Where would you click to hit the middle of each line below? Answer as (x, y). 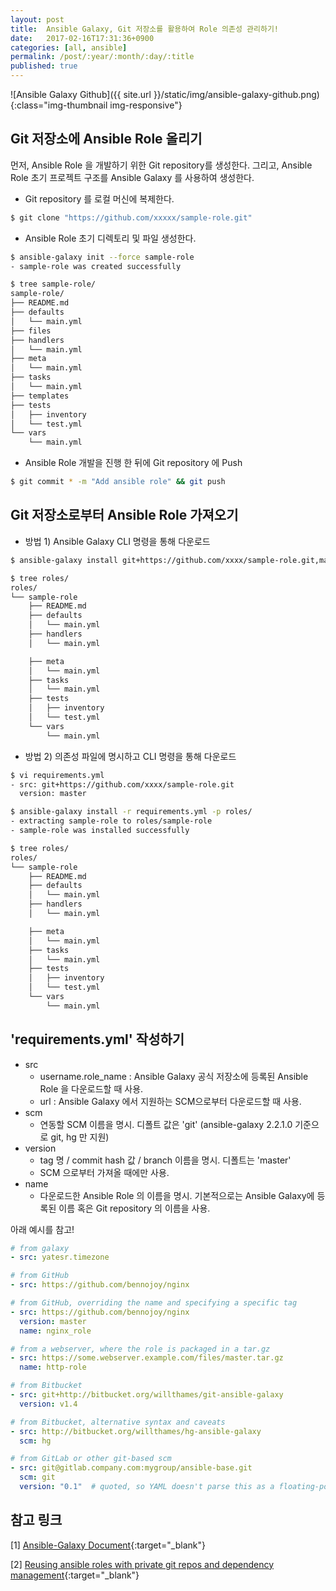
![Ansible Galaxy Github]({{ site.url (81, 94)
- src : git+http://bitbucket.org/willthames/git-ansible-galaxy (147, 1395)
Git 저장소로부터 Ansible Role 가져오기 (124, 515)
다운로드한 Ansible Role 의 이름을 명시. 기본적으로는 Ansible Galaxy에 (177, 1195)
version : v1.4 (48, 1404)
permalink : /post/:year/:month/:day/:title (102, 57)
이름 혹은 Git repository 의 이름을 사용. (134, 1208)
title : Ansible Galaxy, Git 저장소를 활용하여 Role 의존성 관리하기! (144, 29)
